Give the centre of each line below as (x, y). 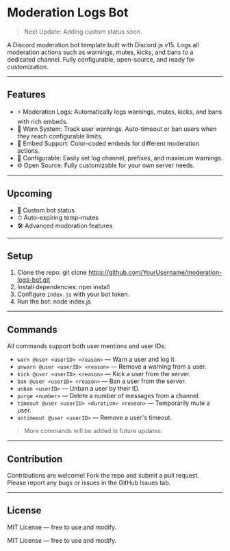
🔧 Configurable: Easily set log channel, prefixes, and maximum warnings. (120, 158)
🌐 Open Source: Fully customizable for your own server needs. (106, 165)
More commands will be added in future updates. (93, 431)
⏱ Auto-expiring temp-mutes (58, 217)
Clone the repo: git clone (52, 273)
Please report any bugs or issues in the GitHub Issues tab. (89, 482)
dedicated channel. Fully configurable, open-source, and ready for (101, 59)
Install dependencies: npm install (63, 287)
